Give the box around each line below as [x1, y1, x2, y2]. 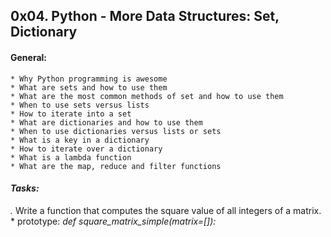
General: [10, 51, 48, 63]
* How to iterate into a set [10, 109, 132, 119]
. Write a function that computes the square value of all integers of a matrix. [10, 204, 322, 216]
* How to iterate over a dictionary [10, 144, 163, 154]
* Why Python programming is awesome [10, 74, 168, 84]
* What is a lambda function [10, 152, 132, 163]
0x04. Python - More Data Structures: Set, [10, 8, 280, 25]
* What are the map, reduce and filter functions [10, 161, 222, 171]
